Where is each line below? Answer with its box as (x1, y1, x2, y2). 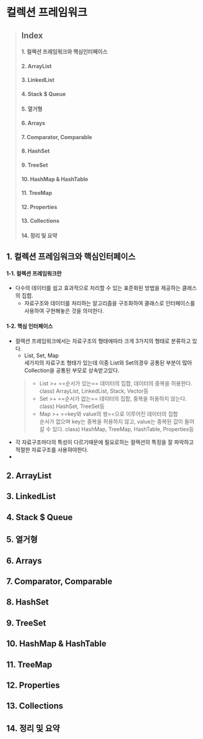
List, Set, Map (24, 352, 59, 359)
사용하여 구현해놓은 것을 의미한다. (24, 307, 105, 315)
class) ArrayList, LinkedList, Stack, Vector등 (39, 387, 149, 395)
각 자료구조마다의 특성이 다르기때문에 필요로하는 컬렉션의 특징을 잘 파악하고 (15, 438, 194, 446)
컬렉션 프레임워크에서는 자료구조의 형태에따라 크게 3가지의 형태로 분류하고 (15, 337, 191, 344)
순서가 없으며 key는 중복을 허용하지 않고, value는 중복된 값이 (39, 418, 184, 425)
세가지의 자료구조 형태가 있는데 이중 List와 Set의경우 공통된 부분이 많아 (24, 359, 193, 366)
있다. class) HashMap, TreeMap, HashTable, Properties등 (52, 425, 194, 432)
